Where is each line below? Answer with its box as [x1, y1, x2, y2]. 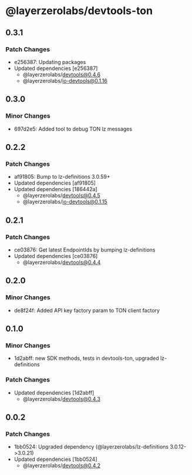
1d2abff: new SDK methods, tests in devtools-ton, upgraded [14, 354, 159, 362]
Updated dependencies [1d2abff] [14, 389, 95, 396]
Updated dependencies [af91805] [14, 179, 96, 186]
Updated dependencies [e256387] [14, 65, 98, 72]
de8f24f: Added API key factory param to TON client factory [14, 307, 160, 314]
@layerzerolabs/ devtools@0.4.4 [22, 259, 101, 266]
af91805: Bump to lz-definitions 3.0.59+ [14, 173, 111, 180]
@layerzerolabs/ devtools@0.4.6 [22, 71, 101, 78]
